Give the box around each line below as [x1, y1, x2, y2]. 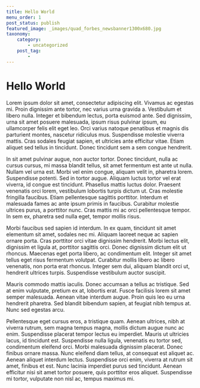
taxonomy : [6, 31, 31, 37]
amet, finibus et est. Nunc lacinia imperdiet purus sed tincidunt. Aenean [6, 362, 182, 369]
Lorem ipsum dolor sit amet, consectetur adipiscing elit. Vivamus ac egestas [6, 99, 194, 106]
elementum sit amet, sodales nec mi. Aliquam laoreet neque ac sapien [6, 230, 179, 237]
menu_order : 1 [6, 14, 42, 20]
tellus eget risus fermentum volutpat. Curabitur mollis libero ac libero [6, 256, 175, 263]
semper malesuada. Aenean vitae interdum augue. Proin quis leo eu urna [6, 293, 185, 300]
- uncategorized [27, 43, 68, 49]
